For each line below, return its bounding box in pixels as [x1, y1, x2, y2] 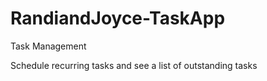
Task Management [10, 40, 87, 52]
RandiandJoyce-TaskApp [10, 7, 226, 30]
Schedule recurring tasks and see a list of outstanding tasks [10, 59, 258, 71]
